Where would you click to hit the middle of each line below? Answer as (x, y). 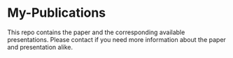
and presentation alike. (40, 47)
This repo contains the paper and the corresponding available (96, 32)
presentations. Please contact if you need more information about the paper (116, 39)
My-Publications (57, 13)
